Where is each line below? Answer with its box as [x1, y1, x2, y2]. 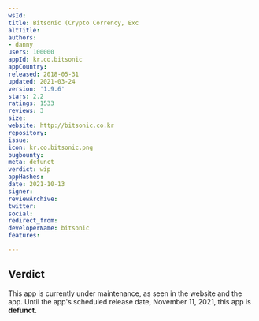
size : [8, 114, 26, 122]
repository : [8, 129, 47, 136]
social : [8, 210, 34, 218]
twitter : [8, 202, 37, 210]
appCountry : [8, 63, 47, 71]
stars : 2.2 [8, 92, 44, 100]
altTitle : [8, 26, 41, 34]
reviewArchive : [8, 195, 58, 203]
